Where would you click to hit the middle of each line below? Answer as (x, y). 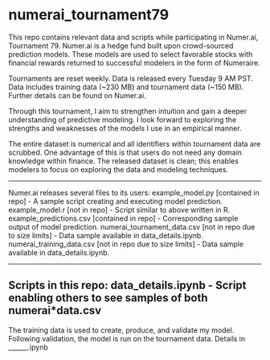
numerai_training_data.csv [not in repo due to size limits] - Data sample (126, 244)
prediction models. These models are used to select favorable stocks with (131, 54)
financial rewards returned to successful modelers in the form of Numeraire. (134, 63)
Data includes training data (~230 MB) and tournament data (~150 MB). (126, 87)
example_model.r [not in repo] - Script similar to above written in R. (119, 209)
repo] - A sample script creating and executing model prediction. (115, 201)
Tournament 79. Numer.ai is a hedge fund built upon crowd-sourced (121, 45)
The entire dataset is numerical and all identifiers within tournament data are (135, 143)
